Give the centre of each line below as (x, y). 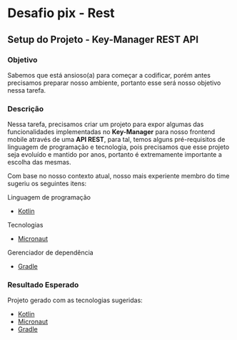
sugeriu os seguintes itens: (47, 184)
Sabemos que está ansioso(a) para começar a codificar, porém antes (109, 75)
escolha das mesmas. (39, 163)
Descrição (26, 108)
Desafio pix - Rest (61, 13)
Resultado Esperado (43, 285)
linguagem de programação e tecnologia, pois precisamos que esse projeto (118, 147)
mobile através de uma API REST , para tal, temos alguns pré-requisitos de (116, 140)
